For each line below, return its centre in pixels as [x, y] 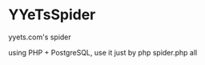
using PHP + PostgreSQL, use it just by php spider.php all [103, 52]
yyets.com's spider [40, 37]
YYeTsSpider [52, 15]
